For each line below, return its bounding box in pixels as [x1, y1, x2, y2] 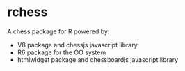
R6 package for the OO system [17, 48, 106, 56]
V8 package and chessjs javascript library [17, 40, 138, 49]
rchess [7, 4, 48, 20]
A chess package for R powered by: [7, 27, 110, 35]
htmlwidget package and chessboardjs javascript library [17, 55, 179, 63]
